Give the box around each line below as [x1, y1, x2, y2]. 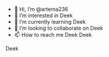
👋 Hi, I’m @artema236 [14, 6, 68, 12]
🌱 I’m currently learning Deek [14, 18, 86, 25]
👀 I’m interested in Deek [14, 12, 73, 19]
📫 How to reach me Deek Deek [14, 31, 92, 38]
